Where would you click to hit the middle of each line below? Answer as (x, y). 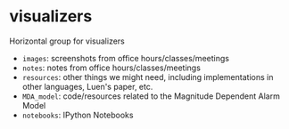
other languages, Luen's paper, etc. (87, 86)
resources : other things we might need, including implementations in (148, 77)
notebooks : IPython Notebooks (78, 115)
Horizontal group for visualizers (67, 41)
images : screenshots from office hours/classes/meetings (126, 58)
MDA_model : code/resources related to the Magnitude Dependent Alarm (151, 96)
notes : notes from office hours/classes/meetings (111, 68)
